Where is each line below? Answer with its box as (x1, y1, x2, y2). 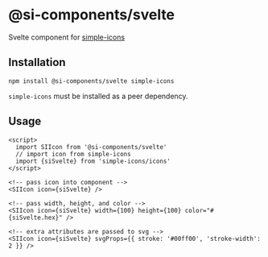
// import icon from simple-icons (15, 150, 131, 158)
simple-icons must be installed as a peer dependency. (8, 91, 188, 101)
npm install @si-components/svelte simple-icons (8, 77, 175, 85)
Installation (8, 56, 66, 69)
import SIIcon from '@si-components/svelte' (15, 143, 167, 151)
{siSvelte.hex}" (8, 213, 63, 222)
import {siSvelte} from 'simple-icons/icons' (15, 157, 171, 165)
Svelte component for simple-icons (8, 32, 126, 42)
